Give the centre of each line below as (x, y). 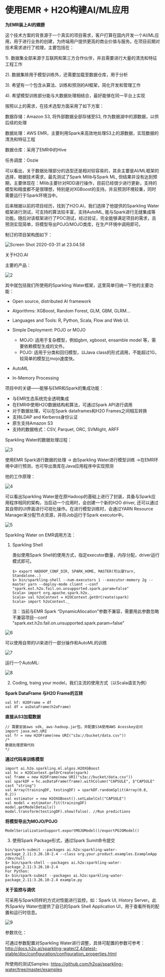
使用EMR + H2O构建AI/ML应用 (67, 10)
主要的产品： (18, 265)
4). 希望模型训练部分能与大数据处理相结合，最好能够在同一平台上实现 (75, 95)
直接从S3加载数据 (23, 716)
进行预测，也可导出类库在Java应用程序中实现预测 (64, 466)
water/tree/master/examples (34, 969)
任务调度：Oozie (22, 160)
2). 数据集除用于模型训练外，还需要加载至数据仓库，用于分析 (67, 74)
